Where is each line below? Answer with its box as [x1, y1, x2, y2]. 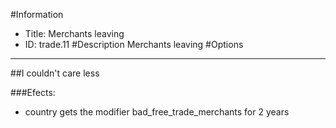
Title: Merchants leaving [24, 28, 125, 39]
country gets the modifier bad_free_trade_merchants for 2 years [24, 106, 290, 118]
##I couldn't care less [10, 67, 100, 79]
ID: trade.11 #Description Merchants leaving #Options [24, 39, 244, 50]
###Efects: [10, 87, 56, 98]
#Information [10, 9, 64, 20]
